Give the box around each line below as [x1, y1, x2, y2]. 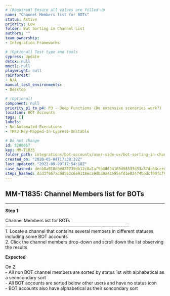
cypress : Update [5, 54, 39, 59]
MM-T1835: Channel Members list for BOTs [5, 190, 144, 199]
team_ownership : [5, 36, 39, 41]
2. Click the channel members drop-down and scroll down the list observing [5, 239, 164, 245]
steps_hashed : [5, 171, 35, 176]
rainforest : [5, 73, 30, 78]
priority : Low [5, 21, 35, 27]
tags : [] [5, 115, 24, 120]
